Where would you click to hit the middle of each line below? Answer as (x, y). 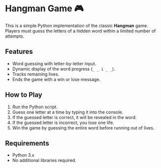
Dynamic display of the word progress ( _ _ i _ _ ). (64, 69)
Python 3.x (23, 155)
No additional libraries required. (44, 161)
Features (19, 52)
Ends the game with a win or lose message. (56, 79)
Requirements (27, 143)
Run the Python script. (35, 107)
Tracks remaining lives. (36, 74)
